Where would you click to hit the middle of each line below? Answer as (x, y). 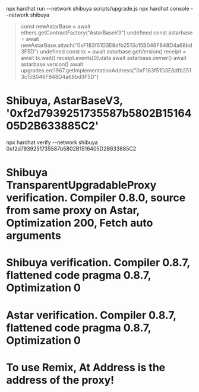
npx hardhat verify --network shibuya (52, 142)
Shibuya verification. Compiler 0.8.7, (98, 263)
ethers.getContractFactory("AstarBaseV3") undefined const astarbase (107, 33)
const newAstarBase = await (56, 26)
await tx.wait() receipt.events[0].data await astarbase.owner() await (104, 58)
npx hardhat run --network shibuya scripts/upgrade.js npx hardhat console (98, 9)
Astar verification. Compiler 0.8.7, (91, 315)
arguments (34, 236)
